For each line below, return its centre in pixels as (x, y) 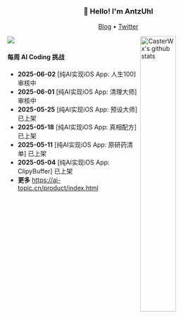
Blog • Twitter (118, 27)
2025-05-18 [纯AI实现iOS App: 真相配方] (77, 127)
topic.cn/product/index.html (58, 188)
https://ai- (46, 180)
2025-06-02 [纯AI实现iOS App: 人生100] (77, 74)
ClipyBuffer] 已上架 (45, 171)
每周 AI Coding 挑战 (36, 56)
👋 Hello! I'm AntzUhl (118, 11)
